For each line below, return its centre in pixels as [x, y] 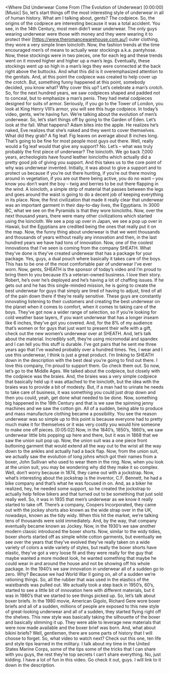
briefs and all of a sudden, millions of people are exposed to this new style [82, 606]
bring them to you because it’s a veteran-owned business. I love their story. [83, 275]
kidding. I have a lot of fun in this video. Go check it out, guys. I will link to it [83, 660]
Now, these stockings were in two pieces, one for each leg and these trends [84, 55]
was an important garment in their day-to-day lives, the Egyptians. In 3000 [82, 205]
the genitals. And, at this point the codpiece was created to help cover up [81, 77]
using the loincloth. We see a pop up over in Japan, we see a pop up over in [84, 221]
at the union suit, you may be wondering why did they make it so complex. [82, 467]
